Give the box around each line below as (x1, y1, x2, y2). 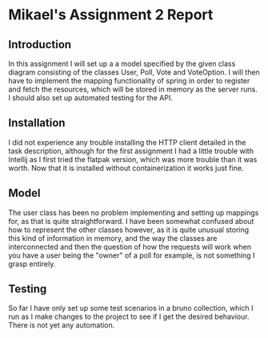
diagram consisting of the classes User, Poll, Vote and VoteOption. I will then (8, 67, 260, 77)
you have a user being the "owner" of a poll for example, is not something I (8, 250, 255, 260)
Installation (8, 116, 66, 130)
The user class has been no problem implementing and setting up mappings (8, 207, 259, 218)
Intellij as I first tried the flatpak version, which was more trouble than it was (8, 154, 258, 164)
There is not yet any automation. (8, 320, 115, 330)
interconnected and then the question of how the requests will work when (8, 242, 252, 251)
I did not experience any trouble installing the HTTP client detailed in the (8, 137, 246, 147)
